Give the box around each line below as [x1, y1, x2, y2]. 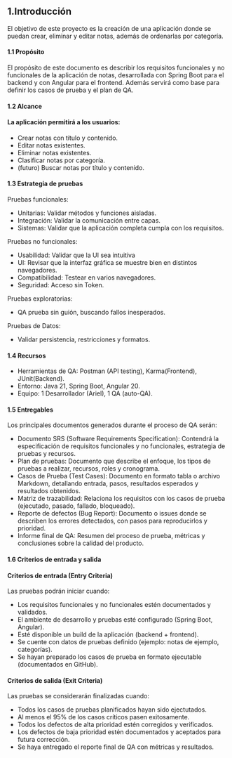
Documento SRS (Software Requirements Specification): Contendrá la [17, 435, 219, 443]
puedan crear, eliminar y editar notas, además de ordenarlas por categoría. [7, 32, 224, 40]
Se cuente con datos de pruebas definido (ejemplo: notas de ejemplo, [17, 638, 219, 646]
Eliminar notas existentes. [17, 148, 92, 157]
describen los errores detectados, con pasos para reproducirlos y [17, 516, 208, 525]
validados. [17, 608, 48, 617]
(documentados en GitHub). [17, 660, 98, 669]
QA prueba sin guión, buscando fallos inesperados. [17, 308, 166, 317]
